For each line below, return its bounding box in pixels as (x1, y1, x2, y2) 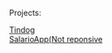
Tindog (9, 25, 35, 34)
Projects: (9, 8, 41, 18)
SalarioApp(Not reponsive (9, 34, 103, 44)
